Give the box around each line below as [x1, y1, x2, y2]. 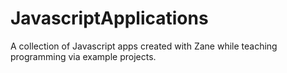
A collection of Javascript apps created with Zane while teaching [10, 40, 278, 52]
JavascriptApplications [10, 7, 209, 30]
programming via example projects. [10, 50, 157, 62]
